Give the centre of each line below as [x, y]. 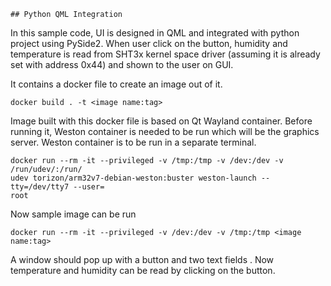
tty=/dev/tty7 [40, 187]
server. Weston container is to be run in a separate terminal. [133, 142]
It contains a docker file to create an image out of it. [116, 84]
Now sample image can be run [73, 214]
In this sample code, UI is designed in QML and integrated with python [155, 33]
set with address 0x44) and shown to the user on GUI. [122, 64]
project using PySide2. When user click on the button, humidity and [149, 43]
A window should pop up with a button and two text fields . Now [142, 259]
